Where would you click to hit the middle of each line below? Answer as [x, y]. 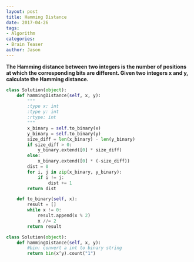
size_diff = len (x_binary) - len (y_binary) [81, 139]
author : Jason [24, 50]
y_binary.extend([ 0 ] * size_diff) [80, 150]
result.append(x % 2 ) [64, 215]
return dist [42, 188]
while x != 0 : [44, 210]
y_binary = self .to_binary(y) [64, 134]
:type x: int [43, 107]
